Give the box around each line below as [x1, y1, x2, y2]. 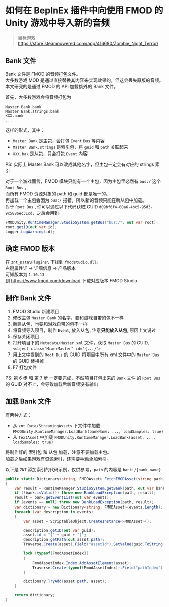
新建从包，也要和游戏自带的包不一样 [12, 321, 88, 327]
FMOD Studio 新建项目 [12, 309, 59, 314]
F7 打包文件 [12, 364, 37, 370]
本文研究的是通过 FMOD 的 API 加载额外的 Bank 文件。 [5, 83, 118, 89]
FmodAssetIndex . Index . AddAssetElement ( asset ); [32, 560, 132, 566]
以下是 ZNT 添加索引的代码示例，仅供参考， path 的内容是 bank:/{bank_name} [5, 466, 161, 472]
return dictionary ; [14, 593, 55, 598]
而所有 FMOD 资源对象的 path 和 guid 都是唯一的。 [5, 190, 111, 197]
